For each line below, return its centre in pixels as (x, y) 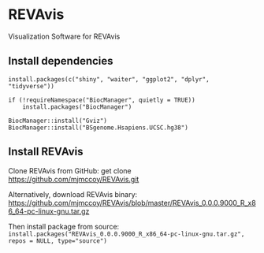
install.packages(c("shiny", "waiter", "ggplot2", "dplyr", (109, 79)
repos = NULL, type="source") (58, 241)
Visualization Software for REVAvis (64, 36)
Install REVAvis (46, 152)
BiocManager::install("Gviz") (58, 121)
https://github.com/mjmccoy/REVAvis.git (74, 179)
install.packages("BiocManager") (77, 107)
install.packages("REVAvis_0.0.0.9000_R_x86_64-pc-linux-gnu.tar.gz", (126, 234)
